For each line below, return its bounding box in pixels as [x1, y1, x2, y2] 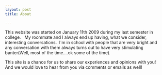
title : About [5, 12, 32, 16]
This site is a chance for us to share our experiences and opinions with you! [5, 59, 156, 65]
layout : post [5, 7, 32, 12]
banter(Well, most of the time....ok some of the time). [5, 49, 111, 56]
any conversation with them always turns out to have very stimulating [5, 45, 144, 50]
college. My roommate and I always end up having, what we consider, [5, 34, 147, 40]
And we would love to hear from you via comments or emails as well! [5, 64, 142, 70]
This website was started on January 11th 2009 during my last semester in [5, 29, 154, 35]
